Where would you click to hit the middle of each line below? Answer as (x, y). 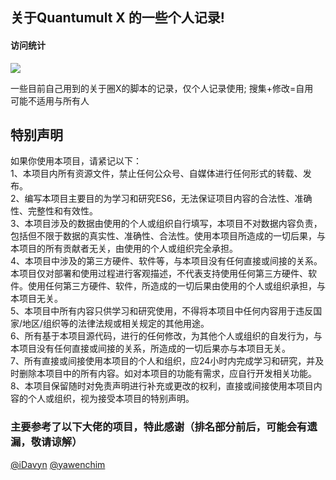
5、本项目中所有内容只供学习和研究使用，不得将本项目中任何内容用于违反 (162, 311)
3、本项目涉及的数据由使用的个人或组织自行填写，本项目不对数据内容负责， (166, 224)
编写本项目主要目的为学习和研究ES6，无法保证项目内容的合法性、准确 (168, 199)
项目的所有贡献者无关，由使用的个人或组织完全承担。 (128, 249)
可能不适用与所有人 (50, 100)
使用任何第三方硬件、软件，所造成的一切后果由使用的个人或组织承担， (172, 286)
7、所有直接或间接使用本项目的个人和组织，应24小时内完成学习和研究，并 (163, 361)
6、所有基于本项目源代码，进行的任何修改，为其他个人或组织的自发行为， (162, 336)
